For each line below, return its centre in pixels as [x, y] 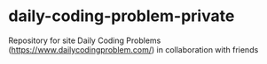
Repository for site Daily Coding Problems [85, 40]
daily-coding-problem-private [122, 16]
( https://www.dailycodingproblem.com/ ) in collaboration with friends [133, 49]
